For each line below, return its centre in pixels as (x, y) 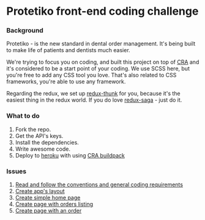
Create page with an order (48, 211)
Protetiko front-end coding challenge (102, 11)
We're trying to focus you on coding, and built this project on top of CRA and (103, 62)
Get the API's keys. (39, 135)
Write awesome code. (43, 149)
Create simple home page (48, 198)
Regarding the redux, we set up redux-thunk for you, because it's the (93, 94)
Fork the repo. (33, 129)
